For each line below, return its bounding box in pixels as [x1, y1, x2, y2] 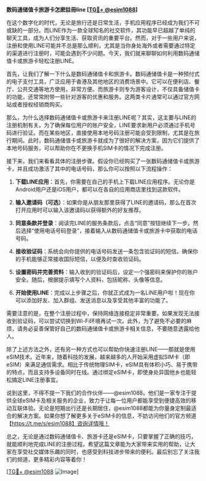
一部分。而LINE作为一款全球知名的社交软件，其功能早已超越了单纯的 [22, 27, 196, 34]
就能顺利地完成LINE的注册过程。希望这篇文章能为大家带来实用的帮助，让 [6, 441, 190, 447]
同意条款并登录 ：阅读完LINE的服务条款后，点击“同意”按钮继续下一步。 [15, 220, 193, 226]
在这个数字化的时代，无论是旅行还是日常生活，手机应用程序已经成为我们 [6, 19, 189, 26]
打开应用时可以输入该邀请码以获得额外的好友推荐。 [15, 206, 145, 214]
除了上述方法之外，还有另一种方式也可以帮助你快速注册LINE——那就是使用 [6, 346, 196, 352]
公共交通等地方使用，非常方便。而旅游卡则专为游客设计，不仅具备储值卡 [17, 86, 200, 92]
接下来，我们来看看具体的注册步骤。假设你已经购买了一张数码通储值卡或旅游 [6, 157, 200, 165]
